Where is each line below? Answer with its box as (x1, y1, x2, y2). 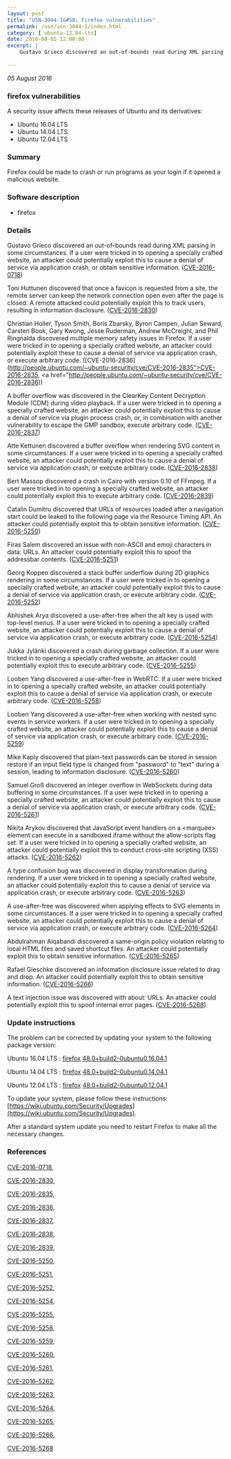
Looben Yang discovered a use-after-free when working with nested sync (7, 709, 217, 718)
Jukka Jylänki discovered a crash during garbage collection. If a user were (7, 647, 219, 655)
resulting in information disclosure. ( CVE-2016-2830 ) (7, 305, 158, 314)
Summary (7, 152, 41, 162)
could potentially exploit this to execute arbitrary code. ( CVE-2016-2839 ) (7, 491, 214, 499)
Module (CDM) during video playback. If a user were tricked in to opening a (7, 399, 222, 407)
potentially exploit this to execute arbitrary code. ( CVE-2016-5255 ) (7, 661, 197, 669)
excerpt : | (7, 42, 39, 49)
